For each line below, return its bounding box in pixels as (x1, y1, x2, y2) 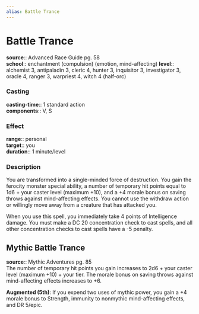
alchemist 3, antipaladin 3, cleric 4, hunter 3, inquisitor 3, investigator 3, (6, 66, 181, 73)
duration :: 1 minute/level (6, 148, 66, 155)
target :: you (6, 142, 36, 149)
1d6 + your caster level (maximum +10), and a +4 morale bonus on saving (6, 189, 186, 196)
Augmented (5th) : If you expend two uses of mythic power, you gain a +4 (6, 289, 187, 296)
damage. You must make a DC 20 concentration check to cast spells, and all (6, 219, 193, 226)
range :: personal (6, 136, 47, 143)
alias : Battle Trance (6, 8, 60, 15)
